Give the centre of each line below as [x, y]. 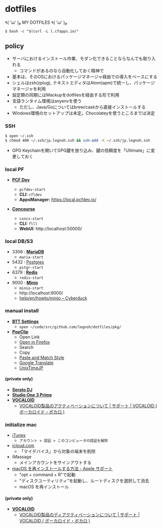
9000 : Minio [25, 283]
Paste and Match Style [42, 357]
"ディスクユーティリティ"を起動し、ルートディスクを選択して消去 [84, 481]
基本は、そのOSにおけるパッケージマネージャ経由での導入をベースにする [85, 77]
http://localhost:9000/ [41, 293]
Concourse [23, 209]
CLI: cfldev [30, 195]
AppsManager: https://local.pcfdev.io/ [58, 199]
